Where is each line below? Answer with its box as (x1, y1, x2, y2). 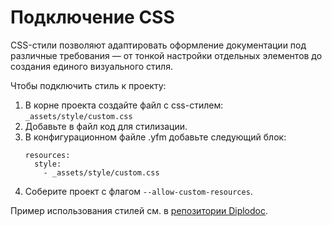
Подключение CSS (10, 6, 175, 29)
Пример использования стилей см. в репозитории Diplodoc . (10, 204, 268, 216)
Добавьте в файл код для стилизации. (24, 120, 188, 132)
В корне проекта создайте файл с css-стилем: (24, 99, 224, 111)
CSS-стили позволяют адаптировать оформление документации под (10, 39, 307, 51)
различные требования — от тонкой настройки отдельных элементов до (10, 49, 323, 61)
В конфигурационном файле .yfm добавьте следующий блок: (24, 131, 287, 143)
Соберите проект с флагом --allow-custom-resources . (24, 185, 253, 197)
